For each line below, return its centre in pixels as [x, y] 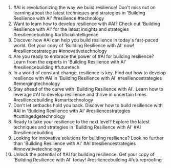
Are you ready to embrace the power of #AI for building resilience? [83, 56]
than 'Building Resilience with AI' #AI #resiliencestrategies [74, 143]
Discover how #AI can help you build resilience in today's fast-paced [86, 40]
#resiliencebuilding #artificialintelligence [56, 35]
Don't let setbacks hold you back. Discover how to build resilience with [88, 105]
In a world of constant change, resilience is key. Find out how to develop [89, 73]
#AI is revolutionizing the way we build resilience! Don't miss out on [84, 7]
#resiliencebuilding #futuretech [46, 67]
